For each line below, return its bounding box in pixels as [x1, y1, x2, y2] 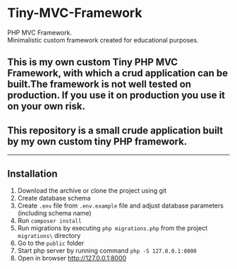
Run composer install [17, 216, 82, 225]
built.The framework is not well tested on [7, 78, 192, 90]
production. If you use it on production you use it [7, 90, 226, 102]
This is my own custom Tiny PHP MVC [7, 56, 178, 68]
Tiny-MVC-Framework [7, 5, 142, 21]
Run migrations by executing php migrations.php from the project [17, 224, 208, 232]
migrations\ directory [17, 231, 81, 239]
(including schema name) [17, 208, 92, 217]
